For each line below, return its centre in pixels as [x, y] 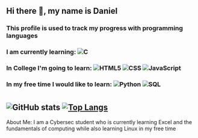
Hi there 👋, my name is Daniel [62, 11]
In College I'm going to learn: [49, 68]
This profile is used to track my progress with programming [95, 28]
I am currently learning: [41, 52]
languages [22, 36]
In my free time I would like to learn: [59, 84]
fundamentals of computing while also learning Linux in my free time [91, 128]
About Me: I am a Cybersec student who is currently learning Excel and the [99, 122]
